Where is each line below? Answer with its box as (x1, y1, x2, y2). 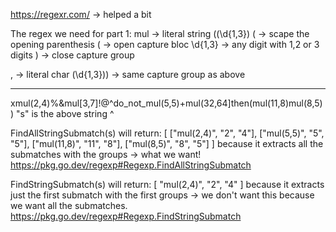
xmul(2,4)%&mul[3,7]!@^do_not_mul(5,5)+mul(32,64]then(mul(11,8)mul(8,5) (10, 97, 323, 109)
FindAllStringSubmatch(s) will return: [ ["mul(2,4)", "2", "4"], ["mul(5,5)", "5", (10, 127, 325, 139)
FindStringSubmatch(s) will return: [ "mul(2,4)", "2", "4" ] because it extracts (10, 179, 325, 190)
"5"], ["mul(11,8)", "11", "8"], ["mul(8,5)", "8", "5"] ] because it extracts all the (10, 138, 324, 149)
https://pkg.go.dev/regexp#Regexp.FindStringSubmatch (10, 210, 242, 222)
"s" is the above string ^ (16, 108, 115, 119)
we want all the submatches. (10, 200, 128, 211)
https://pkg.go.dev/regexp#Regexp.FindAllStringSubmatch (10, 159, 252, 171)
